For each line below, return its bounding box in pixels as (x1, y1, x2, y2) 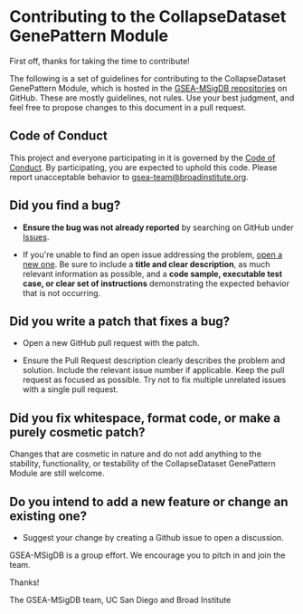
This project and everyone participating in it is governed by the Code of (9, 152, 276, 163)
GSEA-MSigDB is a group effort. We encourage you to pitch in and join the (9, 550, 286, 561)
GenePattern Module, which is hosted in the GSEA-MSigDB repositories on (9, 82, 288, 93)
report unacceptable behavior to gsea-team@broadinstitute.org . (9, 171, 249, 182)
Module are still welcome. (9, 468, 106, 479)
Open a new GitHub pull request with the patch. (22, 338, 201, 349)
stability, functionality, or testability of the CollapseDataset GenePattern (9, 458, 276, 469)
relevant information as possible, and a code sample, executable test (22, 268, 283, 279)
